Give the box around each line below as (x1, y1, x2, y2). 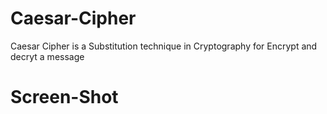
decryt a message (10, 50, 85, 62)
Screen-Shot (10, 86, 119, 109)
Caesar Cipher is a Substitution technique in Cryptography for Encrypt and (10, 40, 318, 52)
